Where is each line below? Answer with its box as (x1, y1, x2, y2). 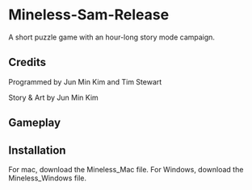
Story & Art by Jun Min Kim (8, 93, 99, 102)
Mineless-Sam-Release (8, 6, 170, 24)
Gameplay (8, 116, 61, 130)
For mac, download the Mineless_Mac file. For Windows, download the (8, 164, 244, 174)
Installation (8, 143, 66, 157)
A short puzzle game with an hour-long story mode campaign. (8, 32, 216, 42)
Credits (8, 56, 47, 69)
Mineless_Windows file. (8, 173, 87, 183)
